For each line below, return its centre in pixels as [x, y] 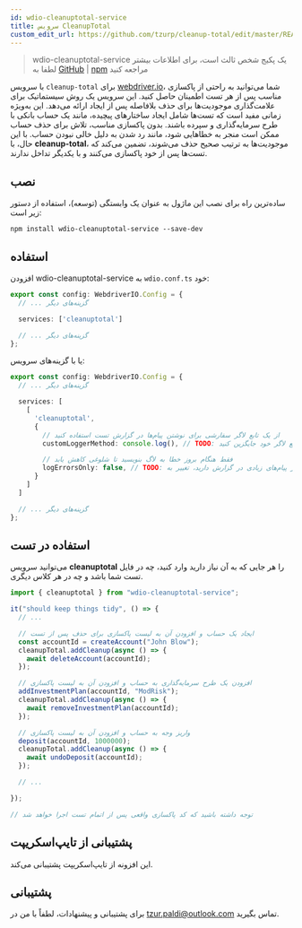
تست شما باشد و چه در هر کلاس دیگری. [77, 577]
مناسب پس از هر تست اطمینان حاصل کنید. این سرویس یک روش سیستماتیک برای [146, 96]
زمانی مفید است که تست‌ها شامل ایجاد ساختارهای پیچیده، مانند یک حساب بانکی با [146, 115]
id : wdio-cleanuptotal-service [69, 17]
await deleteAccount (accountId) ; [89, 659]
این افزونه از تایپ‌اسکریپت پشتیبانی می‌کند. [82, 864]
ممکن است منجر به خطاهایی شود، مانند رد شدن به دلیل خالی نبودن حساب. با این [145, 134]
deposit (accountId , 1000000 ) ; [74, 741]
